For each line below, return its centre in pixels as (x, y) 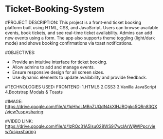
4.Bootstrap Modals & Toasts (34, 92)
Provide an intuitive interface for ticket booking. (60, 62)
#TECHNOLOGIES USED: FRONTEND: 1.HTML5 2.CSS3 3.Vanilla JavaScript (81, 87)
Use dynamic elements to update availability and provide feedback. (80, 77)
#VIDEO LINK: (19, 121)
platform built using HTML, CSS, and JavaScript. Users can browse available (82, 27)
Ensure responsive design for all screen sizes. (58, 72)
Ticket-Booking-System (55, 9)
